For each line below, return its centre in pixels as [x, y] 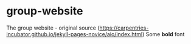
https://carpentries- [124, 28]
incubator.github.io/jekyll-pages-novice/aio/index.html [75, 34]
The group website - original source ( [53, 28]
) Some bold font [163, 34]
